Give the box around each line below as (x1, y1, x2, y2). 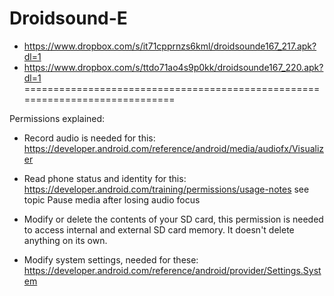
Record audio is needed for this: (23, 132, 156, 144)
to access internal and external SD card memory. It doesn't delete (23, 223, 295, 236)
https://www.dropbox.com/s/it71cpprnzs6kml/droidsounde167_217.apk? (23, 40, 317, 52)
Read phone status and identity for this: (23, 172, 187, 184)
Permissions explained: (9, 112, 106, 124)
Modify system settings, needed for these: (23, 253, 199, 266)
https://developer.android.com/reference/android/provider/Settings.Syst (23, 264, 322, 276)
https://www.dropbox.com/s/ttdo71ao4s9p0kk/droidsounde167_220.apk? (23, 61, 324, 73)
